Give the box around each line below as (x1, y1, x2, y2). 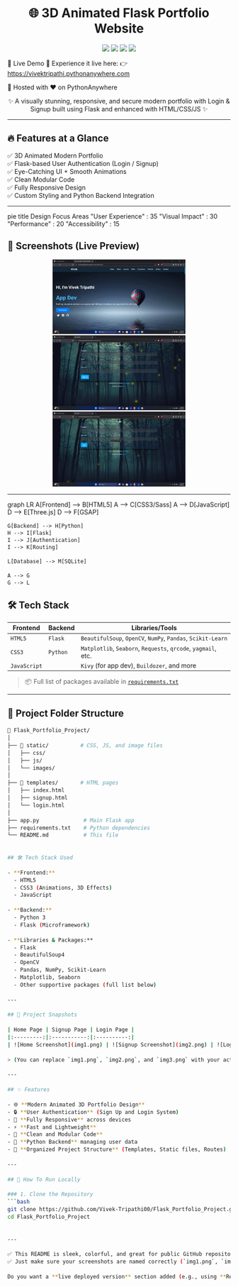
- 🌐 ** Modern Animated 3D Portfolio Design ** (7, 1101, 145, 1108)
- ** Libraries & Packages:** (7, 937, 93, 944)
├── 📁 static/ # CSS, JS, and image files (7, 741, 163, 749)
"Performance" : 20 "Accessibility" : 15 (7, 219, 120, 228)
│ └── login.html (7, 802, 65, 809)
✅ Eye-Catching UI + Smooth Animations (7, 167, 127, 175)
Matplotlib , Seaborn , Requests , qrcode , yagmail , (80, 643, 217, 652)
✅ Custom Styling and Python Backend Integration (7, 191, 154, 199)
